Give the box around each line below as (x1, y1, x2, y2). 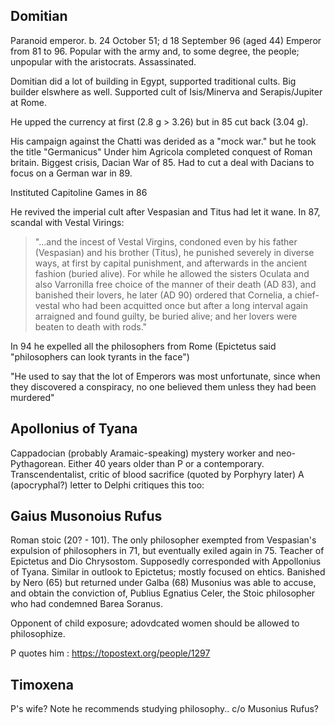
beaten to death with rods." (34, 320, 148, 333)
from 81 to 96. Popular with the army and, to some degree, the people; (10, 45, 300, 57)
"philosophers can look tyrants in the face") (10, 350, 190, 363)
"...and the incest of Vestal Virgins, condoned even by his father (34, 235, 298, 248)
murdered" (10, 391, 55, 403)
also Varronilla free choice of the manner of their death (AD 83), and (34, 278, 317, 290)
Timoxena (10, 676, 74, 693)
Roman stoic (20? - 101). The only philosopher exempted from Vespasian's (10, 534, 317, 546)
